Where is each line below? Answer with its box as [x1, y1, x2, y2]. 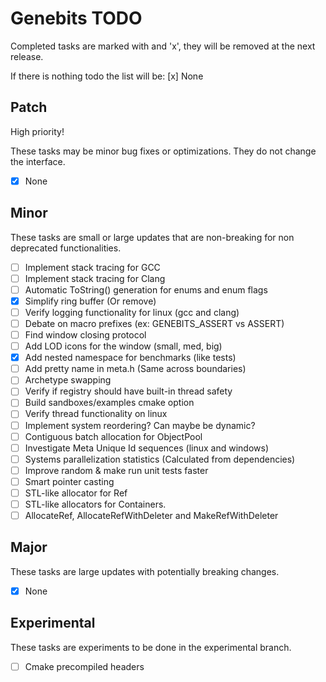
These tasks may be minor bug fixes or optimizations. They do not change [10, 145, 317, 157]
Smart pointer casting [24, 475, 115, 487]
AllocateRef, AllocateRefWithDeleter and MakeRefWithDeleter [24, 510, 279, 521]
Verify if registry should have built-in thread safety [24, 385, 233, 397]
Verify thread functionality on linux [24, 408, 168, 420]
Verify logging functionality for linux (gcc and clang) [24, 306, 240, 318]
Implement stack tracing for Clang [24, 272, 166, 284]
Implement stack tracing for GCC [24, 261, 161, 273]
